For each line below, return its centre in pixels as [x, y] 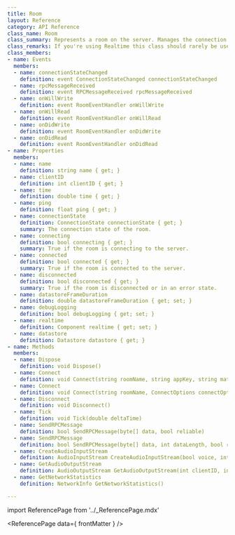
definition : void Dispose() [60, 366]
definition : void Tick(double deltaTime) [81, 418]
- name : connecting [42, 236]
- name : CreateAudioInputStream [61, 451]
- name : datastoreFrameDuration [61, 295]
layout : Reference [34, 20]
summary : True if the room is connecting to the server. [105, 249]
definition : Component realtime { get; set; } [89, 327]
